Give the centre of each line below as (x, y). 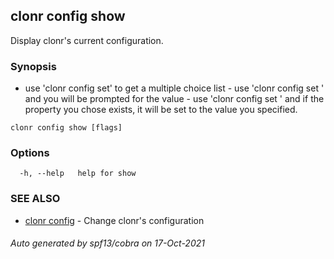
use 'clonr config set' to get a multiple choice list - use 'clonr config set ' (174, 88)
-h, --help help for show (78, 174)
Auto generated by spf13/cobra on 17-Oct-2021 (107, 243)
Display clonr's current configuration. (87, 40)
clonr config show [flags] (66, 128)
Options (30, 153)
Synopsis (33, 66)
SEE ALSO (35, 199)
